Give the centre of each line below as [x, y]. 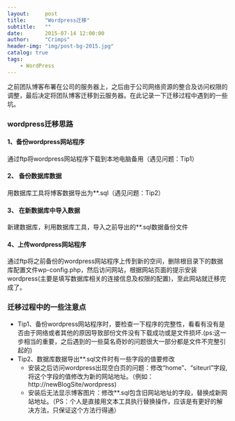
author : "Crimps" [39, 40]
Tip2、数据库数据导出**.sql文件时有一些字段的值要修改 [96, 359]
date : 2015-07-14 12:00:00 [56, 33]
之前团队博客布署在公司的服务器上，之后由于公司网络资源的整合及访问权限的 [117, 86]
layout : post [33, 14]
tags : [15, 59]
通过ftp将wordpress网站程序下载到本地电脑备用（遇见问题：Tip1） [102, 159]
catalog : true [28, 53]
